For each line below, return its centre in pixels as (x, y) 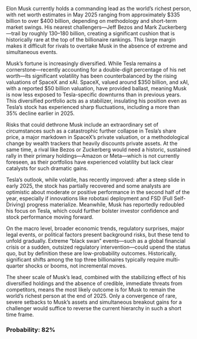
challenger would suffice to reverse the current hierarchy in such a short (94, 308)
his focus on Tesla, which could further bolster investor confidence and (93, 211)
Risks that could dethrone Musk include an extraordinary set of (82, 125)
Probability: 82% (31, 330)
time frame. (20, 314)
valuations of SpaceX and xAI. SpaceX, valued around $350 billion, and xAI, (98, 82)
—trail (13, 33)
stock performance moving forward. (50, 217)
